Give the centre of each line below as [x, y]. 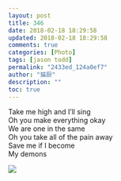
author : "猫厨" [32, 75]
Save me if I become [42, 146]
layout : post [30, 15]
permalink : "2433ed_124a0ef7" [58, 67]
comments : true [33, 45]
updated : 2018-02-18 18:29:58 [58, 38]
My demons [28, 154]
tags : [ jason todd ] [40, 60]
